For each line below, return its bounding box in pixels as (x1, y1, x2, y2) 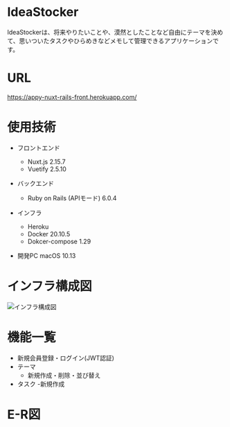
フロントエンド (17, 143, 60, 152)
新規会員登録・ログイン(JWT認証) (17, 354, 114, 362)
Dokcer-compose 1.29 (27, 237, 91, 245)
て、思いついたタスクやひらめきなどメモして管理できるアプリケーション (7, 36, 213, 45)
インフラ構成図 (7, 279, 92, 294)
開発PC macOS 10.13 (17, 251, 76, 260)
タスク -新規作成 (17, 379, 65, 388)
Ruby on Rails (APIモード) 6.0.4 (27, 193, 117, 202)
